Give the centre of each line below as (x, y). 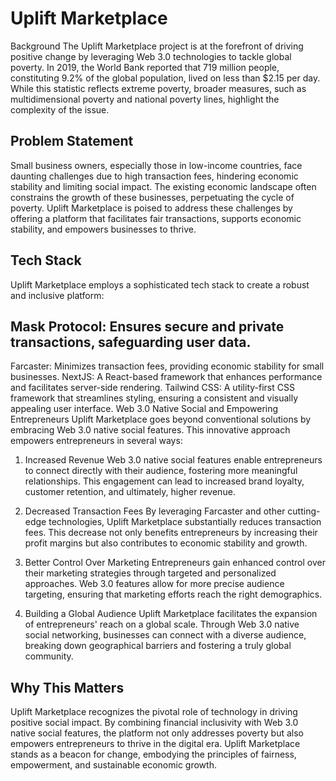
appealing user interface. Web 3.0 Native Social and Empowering (144, 409)
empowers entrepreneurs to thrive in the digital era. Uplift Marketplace (155, 744)
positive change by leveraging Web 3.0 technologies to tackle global (151, 56)
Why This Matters (67, 687)
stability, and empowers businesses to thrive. (103, 229)
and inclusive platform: (57, 295)
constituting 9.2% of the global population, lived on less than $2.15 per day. (165, 78)
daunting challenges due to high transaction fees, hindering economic (154, 176)
